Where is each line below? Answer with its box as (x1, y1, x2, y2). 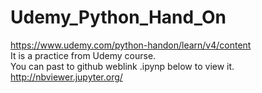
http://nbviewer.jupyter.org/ (10, 71, 123, 83)
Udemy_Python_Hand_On (10, 6, 227, 29)
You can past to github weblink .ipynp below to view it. (10, 60, 235, 72)
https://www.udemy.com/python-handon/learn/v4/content (10, 39, 252, 51)
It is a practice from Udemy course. (10, 49, 157, 61)
